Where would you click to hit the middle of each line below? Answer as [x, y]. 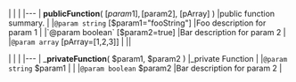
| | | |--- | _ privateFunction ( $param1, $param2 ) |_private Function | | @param [148, 59]
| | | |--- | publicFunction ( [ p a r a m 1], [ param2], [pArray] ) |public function [142, 14]
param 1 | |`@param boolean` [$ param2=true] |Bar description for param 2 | [147, 32]
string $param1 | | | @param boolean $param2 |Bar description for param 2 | [145, 68]
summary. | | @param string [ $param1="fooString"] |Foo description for [137, 23]
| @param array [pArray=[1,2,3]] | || [70, 41]
